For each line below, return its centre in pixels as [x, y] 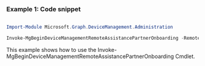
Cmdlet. [185, 56]
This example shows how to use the [51, 50]
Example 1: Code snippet [44, 9]
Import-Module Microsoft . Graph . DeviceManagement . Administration [90, 27]
